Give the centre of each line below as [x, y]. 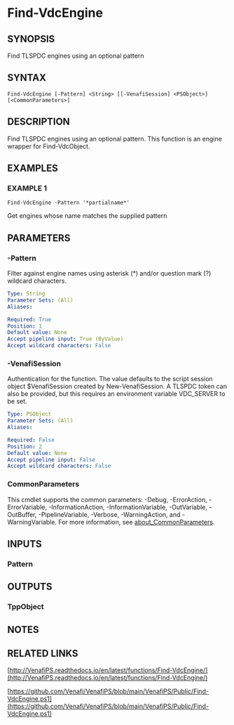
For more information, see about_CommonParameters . [137, 522]
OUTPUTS [30, 587]
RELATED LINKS [43, 653]
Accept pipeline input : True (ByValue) [66, 339]
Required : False [31, 440]
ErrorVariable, [27, 507]
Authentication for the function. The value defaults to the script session [110, 379]
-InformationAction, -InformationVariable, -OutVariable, [128, 507]
